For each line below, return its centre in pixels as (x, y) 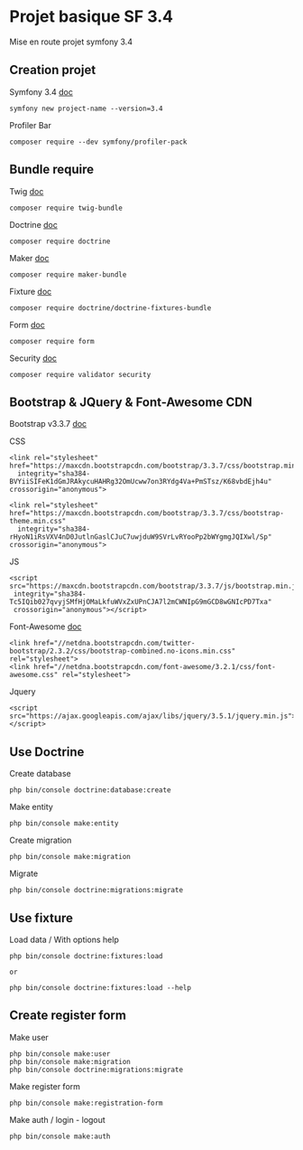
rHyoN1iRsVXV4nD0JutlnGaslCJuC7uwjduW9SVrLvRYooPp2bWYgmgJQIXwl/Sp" (141, 537)
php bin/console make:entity (64, 824)
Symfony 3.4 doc (41, 91)
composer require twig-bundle (66, 208)
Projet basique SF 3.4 (92, 17)
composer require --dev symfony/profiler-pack (98, 142)
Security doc (33, 358)
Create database (41, 774)
